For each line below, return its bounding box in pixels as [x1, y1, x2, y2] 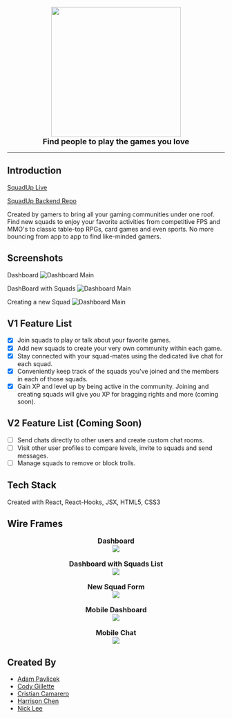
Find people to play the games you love [42, 137, 190, 146]
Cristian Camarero [17, 690, 70, 698]
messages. [17, 451, 49, 460]
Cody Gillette [17, 682, 55, 691]
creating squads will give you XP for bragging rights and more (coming [17, 390, 219, 398]
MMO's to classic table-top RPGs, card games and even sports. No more [7, 225, 214, 233]
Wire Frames [7, 517, 64, 530]
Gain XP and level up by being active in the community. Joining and [17, 382, 209, 390]
